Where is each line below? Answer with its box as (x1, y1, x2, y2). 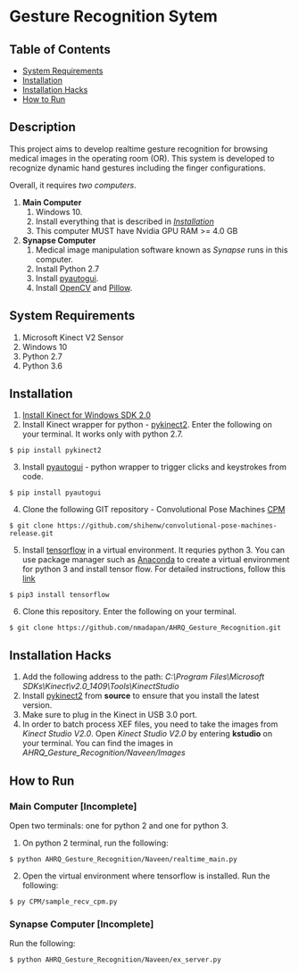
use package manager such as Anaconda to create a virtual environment (21, 554, 290, 565)
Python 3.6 (21, 360, 62, 371)
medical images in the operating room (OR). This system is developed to (9, 153, 275, 163)
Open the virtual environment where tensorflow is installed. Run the (21, 870, 270, 881)
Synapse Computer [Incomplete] (9, 918, 154, 930)
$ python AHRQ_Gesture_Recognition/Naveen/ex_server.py (9, 955, 221, 965)
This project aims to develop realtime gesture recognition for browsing (9, 143, 269, 154)
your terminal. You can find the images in (21, 738, 174, 749)
